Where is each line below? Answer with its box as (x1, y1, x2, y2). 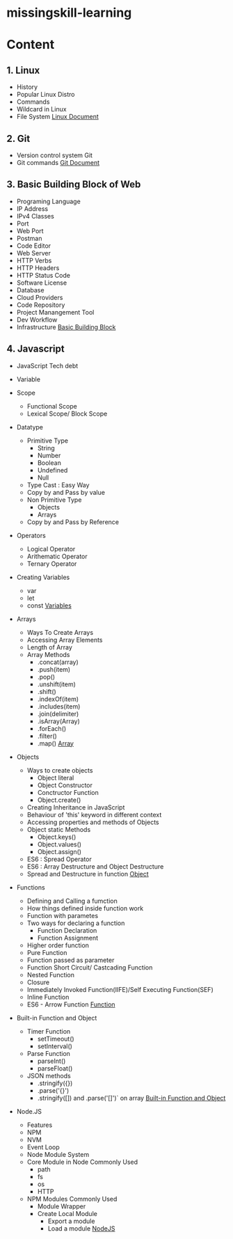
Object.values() (37, 840, 81, 849)
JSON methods (26, 1071, 71, 1080)
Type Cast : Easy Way (26, 480, 90, 489)
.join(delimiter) (37, 709, 79, 718)
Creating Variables (16, 573, 70, 581)
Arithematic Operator (26, 552, 88, 560)
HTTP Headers (16, 263, 60, 272)
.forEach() (37, 724, 67, 732)
